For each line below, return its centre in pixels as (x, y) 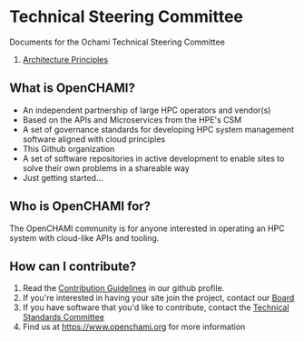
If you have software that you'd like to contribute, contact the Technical (156, 307)
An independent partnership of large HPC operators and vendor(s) (147, 110)
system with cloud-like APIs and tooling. (84, 237)
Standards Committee (63, 317)
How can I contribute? (73, 266)
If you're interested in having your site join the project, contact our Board (158, 298)
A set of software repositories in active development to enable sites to (153, 158)
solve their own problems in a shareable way (106, 168)
